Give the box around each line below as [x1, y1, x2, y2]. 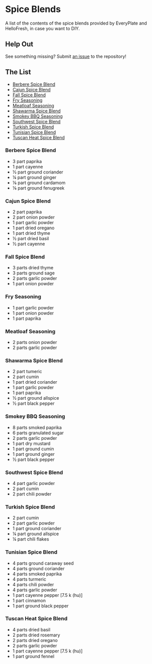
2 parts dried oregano [12, 637, 58, 643]
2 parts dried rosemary [12, 632, 60, 638]
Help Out [5, 40, 34, 49]
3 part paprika [12, 158, 42, 164]
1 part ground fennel [12, 653, 55, 659]
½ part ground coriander [12, 169, 64, 175]
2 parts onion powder [12, 340, 57, 346]
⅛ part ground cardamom [12, 180, 66, 186]
